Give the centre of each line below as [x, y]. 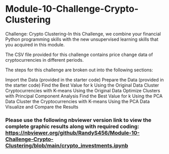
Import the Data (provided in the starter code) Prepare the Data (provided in [84, 80]
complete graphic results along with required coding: [72, 126]
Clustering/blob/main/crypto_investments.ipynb [67, 145]
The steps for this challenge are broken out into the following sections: [79, 70]
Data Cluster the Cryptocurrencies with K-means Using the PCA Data [78, 101]
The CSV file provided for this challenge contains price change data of [79, 55]
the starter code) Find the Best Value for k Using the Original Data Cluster [82, 85]
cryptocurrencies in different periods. [45, 60]
